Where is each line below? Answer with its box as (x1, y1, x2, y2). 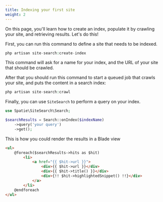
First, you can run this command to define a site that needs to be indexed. (5, 41, 158, 47)
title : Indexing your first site (5, 7, 75, 13)
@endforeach (14, 187, 39, 192)
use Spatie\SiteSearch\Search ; (5, 108, 71, 113)
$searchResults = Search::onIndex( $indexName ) (5, 117, 104, 123)
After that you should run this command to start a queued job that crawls (5, 75, 155, 81)
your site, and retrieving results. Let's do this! (5, 31, 99, 37)
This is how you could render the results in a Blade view (5, 136, 121, 142)
